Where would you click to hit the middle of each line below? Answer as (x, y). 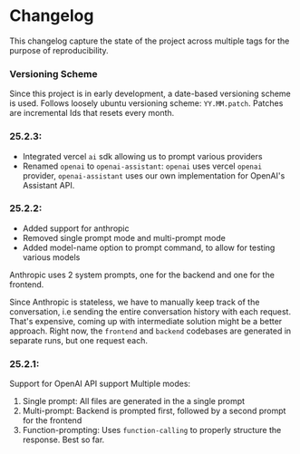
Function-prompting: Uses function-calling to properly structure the (152, 430)
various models (51, 257)
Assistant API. (48, 185)
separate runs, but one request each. (78, 340)
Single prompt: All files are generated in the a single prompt (134, 401)
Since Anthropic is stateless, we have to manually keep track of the (135, 302)
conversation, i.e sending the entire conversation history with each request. (150, 311)
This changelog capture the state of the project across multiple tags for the (150, 41)
